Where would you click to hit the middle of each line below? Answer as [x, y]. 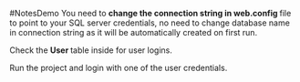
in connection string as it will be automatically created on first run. [134, 32]
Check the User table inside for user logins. [91, 50]
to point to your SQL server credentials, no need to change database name [150, 23]
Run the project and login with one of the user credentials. [119, 68]
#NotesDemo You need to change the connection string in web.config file [150, 13]
